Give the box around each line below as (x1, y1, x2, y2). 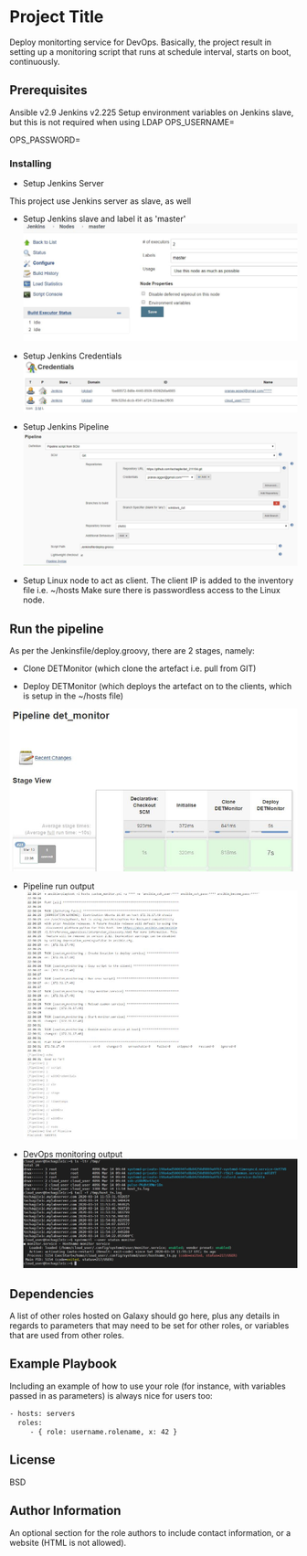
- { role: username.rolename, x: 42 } (29, 1427, 178, 1436)
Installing (9, 157, 52, 170)
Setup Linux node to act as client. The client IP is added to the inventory (22, 575, 294, 586)
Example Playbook (9, 1356, 117, 1372)
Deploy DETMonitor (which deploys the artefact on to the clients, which (22, 681, 292, 692)
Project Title (9, 6, 104, 27)
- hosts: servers (9, 1409, 76, 1418)
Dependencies (9, 1286, 94, 1302)
